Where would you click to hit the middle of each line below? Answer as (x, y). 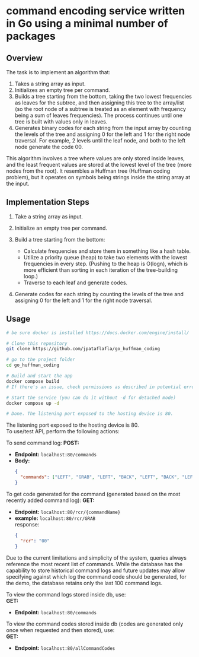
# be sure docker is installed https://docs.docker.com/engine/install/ (98, 333)
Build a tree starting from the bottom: (60, 239)
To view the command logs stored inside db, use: (66, 594)
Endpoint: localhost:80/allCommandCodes (65, 648)
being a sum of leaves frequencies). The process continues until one (98, 115)
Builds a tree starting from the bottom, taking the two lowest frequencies (103, 96)
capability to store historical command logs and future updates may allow (96, 570)
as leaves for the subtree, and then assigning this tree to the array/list (99, 103)
